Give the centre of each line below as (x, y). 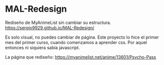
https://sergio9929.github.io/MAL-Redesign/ (50, 27)
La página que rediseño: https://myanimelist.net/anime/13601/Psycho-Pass (81, 57)
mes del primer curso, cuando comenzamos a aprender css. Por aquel (76, 42)
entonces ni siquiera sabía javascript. (42, 47)
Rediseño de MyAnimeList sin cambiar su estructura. (58, 22)
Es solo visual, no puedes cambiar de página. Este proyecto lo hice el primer (82, 37)
